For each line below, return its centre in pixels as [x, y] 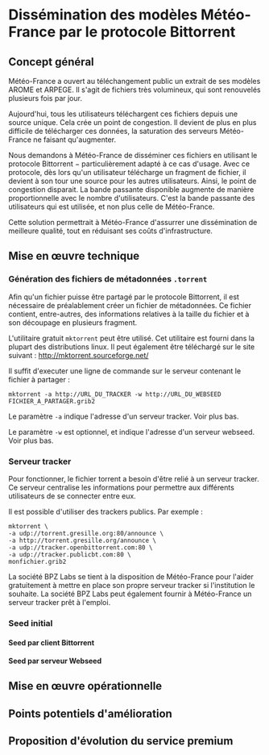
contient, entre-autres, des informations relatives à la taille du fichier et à [129, 314]
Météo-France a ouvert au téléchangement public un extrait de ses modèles [134, 81]
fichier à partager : [39, 379]
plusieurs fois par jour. [46, 98]
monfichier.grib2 [37, 561]
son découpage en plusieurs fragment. [73, 322]
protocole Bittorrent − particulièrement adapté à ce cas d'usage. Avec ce [129, 164]
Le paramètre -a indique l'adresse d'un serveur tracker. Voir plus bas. [124, 416]
